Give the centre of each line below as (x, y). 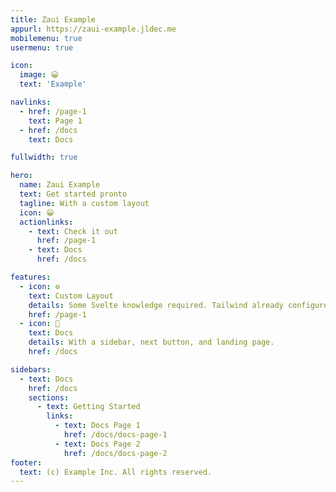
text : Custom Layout (71, 296)
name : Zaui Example (60, 185)
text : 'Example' (53, 84)
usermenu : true (42, 47)
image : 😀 (39, 75)
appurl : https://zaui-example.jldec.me (93, 29)
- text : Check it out (73, 231)
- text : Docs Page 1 (97, 426)
